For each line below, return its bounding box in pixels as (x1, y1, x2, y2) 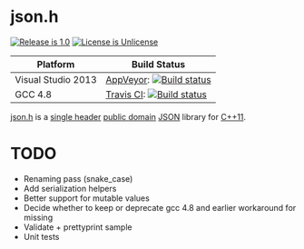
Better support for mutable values (23, 193, 151, 204)
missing (23, 212, 54, 223)
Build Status (131, 57, 185, 70)
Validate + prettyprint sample (23, 221, 132, 233)
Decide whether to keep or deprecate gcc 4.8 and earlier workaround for (23, 202, 297, 213)
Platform (36, 57, 75, 70)
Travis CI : (105, 88, 146, 101)
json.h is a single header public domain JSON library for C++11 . (10, 111, 247, 122)
